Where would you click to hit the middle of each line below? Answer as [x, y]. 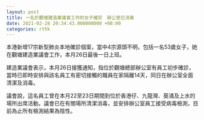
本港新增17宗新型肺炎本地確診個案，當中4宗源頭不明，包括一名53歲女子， [99, 47]
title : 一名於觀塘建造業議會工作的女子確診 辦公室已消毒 [70, 18]
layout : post [23, 12]
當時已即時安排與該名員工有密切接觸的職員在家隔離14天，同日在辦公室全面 [100, 75]
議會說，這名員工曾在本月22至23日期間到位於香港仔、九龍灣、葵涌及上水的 [101, 96]
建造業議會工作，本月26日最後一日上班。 [74, 55]
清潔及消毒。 [22, 83]
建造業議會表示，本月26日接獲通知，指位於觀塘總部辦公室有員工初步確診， [100, 68]
